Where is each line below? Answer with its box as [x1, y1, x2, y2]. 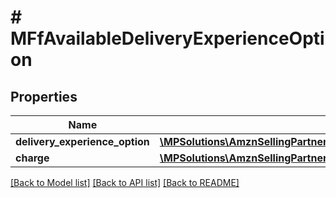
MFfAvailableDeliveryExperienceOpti [10, 27, 325, 50]
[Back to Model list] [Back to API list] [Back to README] [10, 177, 240, 188]
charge [15, 151, 50, 165]
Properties [10, 88, 78, 105]
